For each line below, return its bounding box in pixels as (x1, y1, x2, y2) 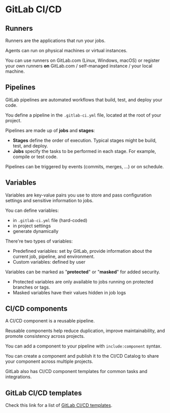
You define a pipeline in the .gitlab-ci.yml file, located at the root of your (5, 112, 161, 118)
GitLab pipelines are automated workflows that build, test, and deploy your (5, 96, 163, 103)
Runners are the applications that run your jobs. (5, 37, 106, 44)
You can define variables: (5, 207, 59, 213)
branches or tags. (12, 284, 50, 290)
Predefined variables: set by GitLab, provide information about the (12, 248, 153, 254)
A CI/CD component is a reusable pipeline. (5, 318, 95, 324)
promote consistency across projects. (5, 333, 85, 339)
